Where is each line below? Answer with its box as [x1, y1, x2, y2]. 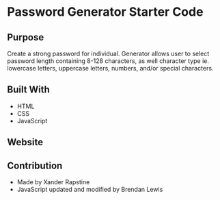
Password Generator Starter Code [7, 4, 204, 20]
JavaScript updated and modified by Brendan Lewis [16, 186, 163, 194]
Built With [7, 84, 50, 96]
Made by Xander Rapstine [16, 178, 90, 186]
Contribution [7, 160, 63, 171]
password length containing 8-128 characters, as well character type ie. [7, 57, 210, 65]
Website [7, 136, 43, 148]
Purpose [7, 32, 44, 43]
